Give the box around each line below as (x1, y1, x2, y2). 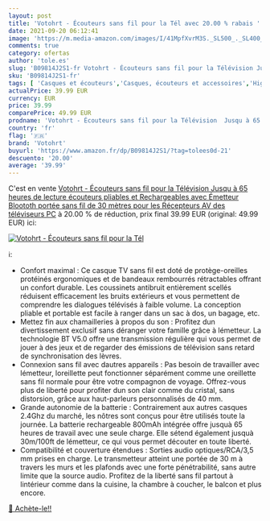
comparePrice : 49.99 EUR (8, 110, 92, 118)
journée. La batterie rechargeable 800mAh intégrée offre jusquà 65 (19, 420, 243, 429)
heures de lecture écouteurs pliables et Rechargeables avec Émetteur (8, 192, 239, 202)
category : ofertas (8, 49, 70, 57)
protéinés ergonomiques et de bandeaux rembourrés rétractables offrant (19, 275, 261, 284)
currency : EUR (8, 94, 56, 102)
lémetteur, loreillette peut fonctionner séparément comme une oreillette (19, 368, 256, 378)
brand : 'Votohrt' (8, 139, 67, 147)
